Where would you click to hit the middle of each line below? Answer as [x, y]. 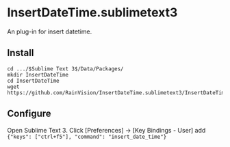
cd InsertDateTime [33, 81]
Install [21, 53]
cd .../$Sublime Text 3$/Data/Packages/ [66, 69]
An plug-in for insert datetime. [50, 31]
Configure [29, 114]
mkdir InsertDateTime [38, 75]
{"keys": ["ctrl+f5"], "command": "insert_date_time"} [87, 137]
